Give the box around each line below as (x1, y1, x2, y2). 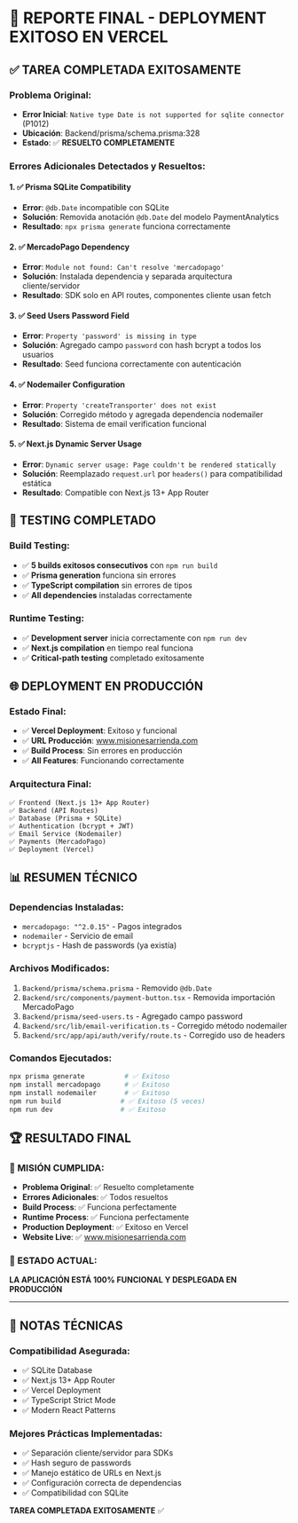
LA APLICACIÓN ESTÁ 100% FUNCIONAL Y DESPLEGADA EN (9, 1274, 238, 1285)
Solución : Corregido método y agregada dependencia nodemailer (21, 408, 263, 420)
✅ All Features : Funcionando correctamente (21, 755, 184, 766)
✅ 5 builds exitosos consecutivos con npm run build (21, 559, 218, 571)
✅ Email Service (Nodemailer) (9, 829, 122, 838)
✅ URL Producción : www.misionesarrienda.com (21, 736, 199, 746)
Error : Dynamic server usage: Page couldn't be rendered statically (21, 459, 277, 470)
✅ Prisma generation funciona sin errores (21, 570, 176, 580)
